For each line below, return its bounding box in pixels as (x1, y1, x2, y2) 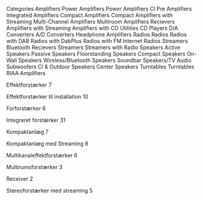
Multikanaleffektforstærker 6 (6, 152, 78, 159)
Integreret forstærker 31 (6, 116, 66, 124)
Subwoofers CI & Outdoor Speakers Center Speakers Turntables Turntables (6, 63, 195, 70)
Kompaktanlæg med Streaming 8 (6, 140, 89, 147)
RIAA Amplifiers (6, 70, 45, 76)
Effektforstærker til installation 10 (6, 93, 89, 100)
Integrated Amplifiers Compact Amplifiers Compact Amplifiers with (6, 12, 173, 19)
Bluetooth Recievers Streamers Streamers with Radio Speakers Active (6, 44, 181, 51)
